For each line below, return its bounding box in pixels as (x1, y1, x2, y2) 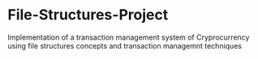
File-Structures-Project (7, 6, 169, 24)
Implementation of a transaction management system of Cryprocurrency (7, 32, 250, 42)
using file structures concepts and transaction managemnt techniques (7, 40, 243, 50)
